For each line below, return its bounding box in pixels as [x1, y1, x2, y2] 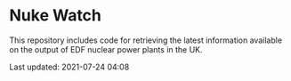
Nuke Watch [9, 5, 102, 26]
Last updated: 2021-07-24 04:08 [9, 61, 130, 72]
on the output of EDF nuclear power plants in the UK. [9, 44, 203, 54]
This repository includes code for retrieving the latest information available [9, 35, 283, 45]
